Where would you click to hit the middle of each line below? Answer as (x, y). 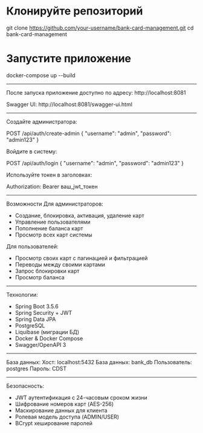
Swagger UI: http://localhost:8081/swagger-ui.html (69, 104)
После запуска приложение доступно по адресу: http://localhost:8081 (96, 92)
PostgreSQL (30, 325)
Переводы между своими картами (60, 264)
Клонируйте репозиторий (75, 11)
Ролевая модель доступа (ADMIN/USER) (67, 417)
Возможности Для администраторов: (55, 204)
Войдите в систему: (32, 151)
